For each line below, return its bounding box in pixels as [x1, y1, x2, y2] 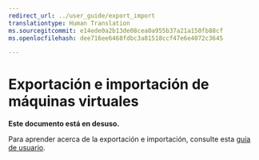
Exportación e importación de [8, 75, 209, 94]
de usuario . [8, 143, 46, 153]
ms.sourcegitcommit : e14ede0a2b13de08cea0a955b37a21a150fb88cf [8, 26, 224, 34]
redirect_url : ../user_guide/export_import [8, 11, 156, 20]
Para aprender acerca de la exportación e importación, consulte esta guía [8, 134, 251, 144]
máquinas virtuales [8, 93, 139, 110]
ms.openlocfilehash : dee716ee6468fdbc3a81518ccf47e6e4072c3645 [8, 34, 224, 42]
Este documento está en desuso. [8, 119, 120, 129]
